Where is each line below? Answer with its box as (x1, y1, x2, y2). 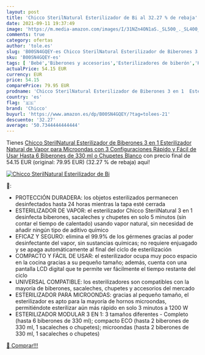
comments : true (6, 32, 45, 38)
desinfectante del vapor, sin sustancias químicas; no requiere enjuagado (15, 239, 198, 247)
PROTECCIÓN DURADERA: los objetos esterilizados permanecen (15, 194, 178, 201)
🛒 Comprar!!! (6, 342, 38, 350)
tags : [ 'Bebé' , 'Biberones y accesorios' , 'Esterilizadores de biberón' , (6, 60, 195, 66)
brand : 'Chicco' (6, 105, 48, 112)
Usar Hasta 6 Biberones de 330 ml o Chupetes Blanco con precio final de (6, 152, 191, 159)
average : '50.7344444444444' (6, 123, 81, 129)
